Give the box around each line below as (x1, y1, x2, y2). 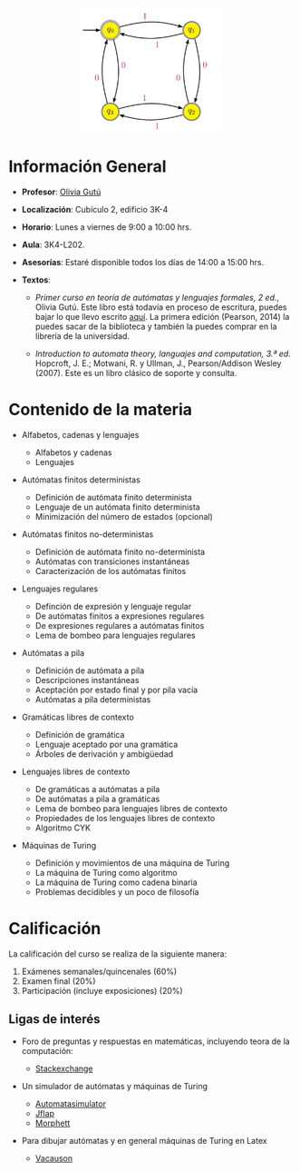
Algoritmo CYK (34, 822, 92, 833)
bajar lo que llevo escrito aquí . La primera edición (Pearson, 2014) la (34, 311, 290, 322)
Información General (8, 156, 167, 177)
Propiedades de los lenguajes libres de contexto (34, 812, 216, 823)
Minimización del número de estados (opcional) (34, 511, 214, 521)
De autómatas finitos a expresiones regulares (34, 611, 205, 621)
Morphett (34, 1117, 71, 1128)
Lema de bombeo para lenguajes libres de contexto (34, 802, 228, 814)
